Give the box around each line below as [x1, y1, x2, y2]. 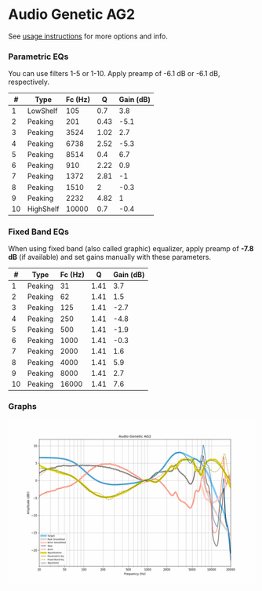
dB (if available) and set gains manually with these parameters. [8, 253, 212, 262]
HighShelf [27, 204, 60, 213]
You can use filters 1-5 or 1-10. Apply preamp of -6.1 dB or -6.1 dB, [8, 69, 221, 78]
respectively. [8, 77, 49, 87]
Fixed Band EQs [8, 226, 69, 237]
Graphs [8, 401, 37, 412]
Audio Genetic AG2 [8, 5, 136, 24]
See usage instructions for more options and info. [8, 31, 169, 41]
